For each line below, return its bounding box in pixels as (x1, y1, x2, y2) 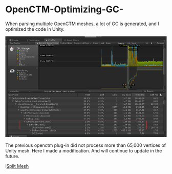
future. (5, 153, 19, 160)
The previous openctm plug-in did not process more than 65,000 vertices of (5, 142, 166, 148)
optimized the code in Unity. (5, 26, 65, 32)
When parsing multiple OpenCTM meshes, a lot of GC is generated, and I (5, 21, 160, 27)
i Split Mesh (5, 163, 29, 169)
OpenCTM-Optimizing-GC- (5, 4, 124, 15)
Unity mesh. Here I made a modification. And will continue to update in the (5, 148, 162, 154)
